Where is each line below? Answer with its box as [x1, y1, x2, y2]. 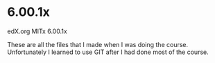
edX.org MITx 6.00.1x [7, 27, 67, 35]
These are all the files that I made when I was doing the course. [7, 40, 189, 48]
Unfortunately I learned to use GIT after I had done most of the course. [7, 48, 209, 56]
